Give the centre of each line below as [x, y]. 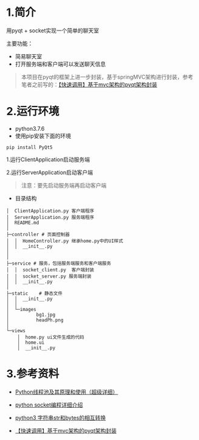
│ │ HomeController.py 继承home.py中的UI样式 [65, 241]
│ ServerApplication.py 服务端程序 [50, 217]
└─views [16, 330]
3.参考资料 [33, 374]
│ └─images [21, 309]
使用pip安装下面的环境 [43, 136]
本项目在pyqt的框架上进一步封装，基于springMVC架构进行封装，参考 [107, 77]
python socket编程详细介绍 [49, 405]
